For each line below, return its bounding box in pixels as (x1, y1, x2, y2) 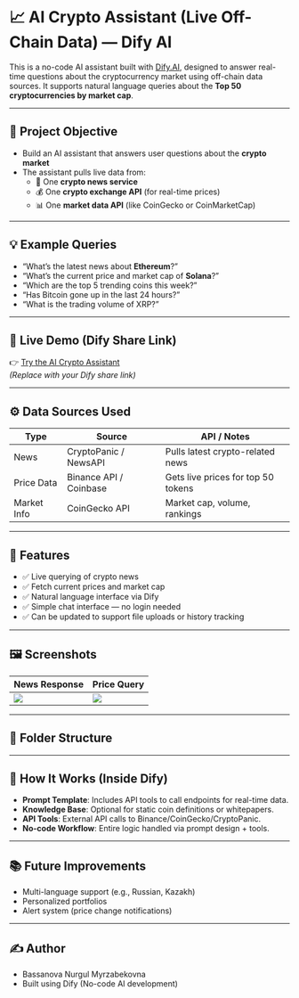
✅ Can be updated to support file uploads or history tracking (21, 611, 245, 622)
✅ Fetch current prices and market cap (21, 581, 166, 592)
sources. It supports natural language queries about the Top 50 (9, 80, 242, 91)
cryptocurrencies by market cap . (9, 90, 133, 101)
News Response (13, 678, 85, 691)
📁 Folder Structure (9, 731, 113, 746)
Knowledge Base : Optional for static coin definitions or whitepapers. (21, 804, 274, 815)
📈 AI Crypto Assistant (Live (9, 7, 218, 28)
